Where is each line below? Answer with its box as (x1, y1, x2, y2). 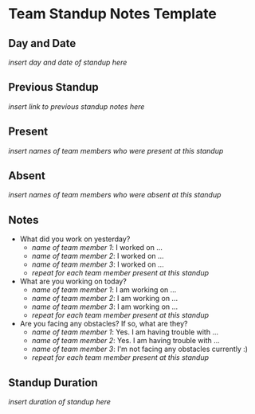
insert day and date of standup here (8, 57, 127, 67)
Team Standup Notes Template (8, 5, 218, 23)
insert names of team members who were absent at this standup (8, 190, 222, 200)
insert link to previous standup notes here (8, 101, 145, 111)
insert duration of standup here (8, 397, 112, 407)
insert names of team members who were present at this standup (8, 146, 224, 155)
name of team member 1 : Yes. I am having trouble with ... (31, 327, 219, 337)
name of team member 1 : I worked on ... (31, 243, 163, 252)
